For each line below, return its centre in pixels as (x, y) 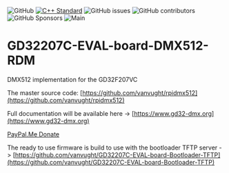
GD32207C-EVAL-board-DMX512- (108, 46)
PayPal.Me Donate (33, 134)
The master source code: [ (45, 92)
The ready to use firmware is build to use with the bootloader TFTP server (112, 147)
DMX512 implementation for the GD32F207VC (72, 79)
